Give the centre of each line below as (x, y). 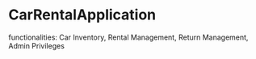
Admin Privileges (36, 45)
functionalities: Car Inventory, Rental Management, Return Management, (128, 37)
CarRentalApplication (82, 15)
